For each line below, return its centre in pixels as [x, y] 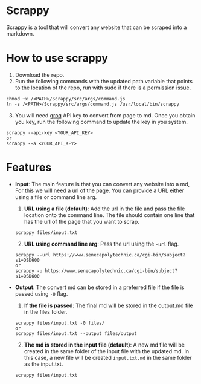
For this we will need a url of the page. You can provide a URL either [100, 190]
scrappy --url [33, 255]
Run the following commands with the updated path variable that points [104, 81]
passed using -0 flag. [41, 293]
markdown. [20, 33]
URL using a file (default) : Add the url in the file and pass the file [104, 209]
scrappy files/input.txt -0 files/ [60, 323]
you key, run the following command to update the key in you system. [101, 122]
